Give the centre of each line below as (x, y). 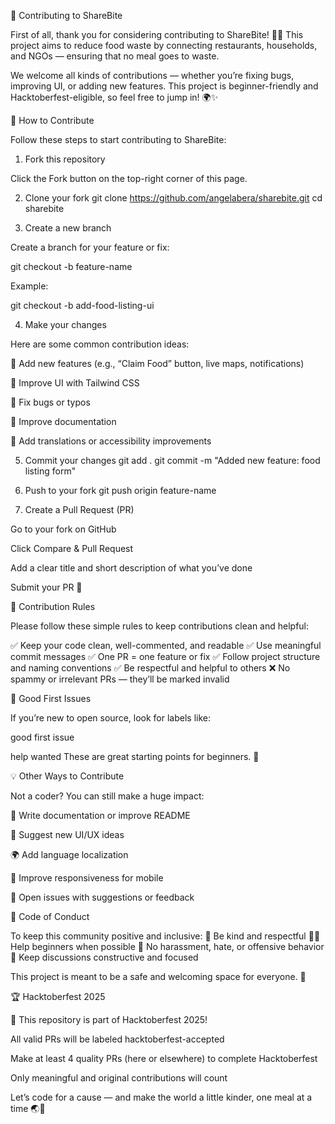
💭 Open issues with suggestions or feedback (102, 897)
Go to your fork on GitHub (63, 529)
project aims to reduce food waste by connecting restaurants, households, (164, 45)
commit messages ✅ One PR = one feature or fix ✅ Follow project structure (165, 656)
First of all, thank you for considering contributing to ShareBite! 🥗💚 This (157, 34)
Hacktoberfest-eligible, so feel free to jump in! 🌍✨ (114, 97)
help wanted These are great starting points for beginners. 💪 (135, 756)
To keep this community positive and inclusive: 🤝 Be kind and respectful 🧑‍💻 (165, 936)
